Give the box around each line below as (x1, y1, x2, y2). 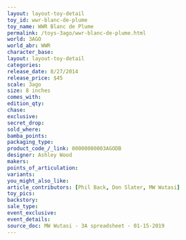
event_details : (7, 216, 51, 223)
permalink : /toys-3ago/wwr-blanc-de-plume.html (7, 29, 147, 37)
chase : (7, 107, 26, 113)
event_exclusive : (7, 210, 57, 216)
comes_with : (7, 94, 41, 101)
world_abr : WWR (7, 42, 51, 49)
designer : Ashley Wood (7, 151, 72, 159)
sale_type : (7, 203, 39, 210)
